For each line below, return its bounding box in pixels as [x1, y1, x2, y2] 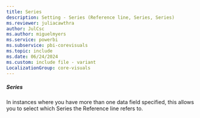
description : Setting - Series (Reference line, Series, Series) [6, 14, 175, 20]
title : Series [6, 8, 42, 15]
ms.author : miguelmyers [6, 31, 67, 37]
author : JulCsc [6, 25, 45, 32]
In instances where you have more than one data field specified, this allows [6, 99, 195, 106]
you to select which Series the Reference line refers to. [6, 105, 144, 112]
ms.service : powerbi [6, 37, 59, 43]
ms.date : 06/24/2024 [6, 54, 59, 60]
